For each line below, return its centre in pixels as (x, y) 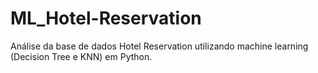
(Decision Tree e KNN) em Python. (81, 56)
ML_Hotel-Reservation (106, 18)
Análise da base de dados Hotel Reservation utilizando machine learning (159, 46)
